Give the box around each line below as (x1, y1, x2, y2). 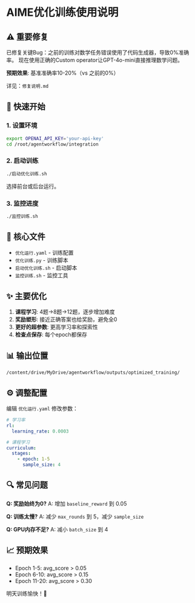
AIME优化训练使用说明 (6, 5, 119, 19)
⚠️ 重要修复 (6, 32, 48, 42)
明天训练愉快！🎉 (6, 590, 47, 597)
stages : (12, 450, 31, 457)
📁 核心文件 (6, 232, 45, 242)
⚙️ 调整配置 (6, 388, 47, 398)
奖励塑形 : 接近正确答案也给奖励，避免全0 (15, 316, 117, 323)
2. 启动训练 (6, 157, 39, 165)
